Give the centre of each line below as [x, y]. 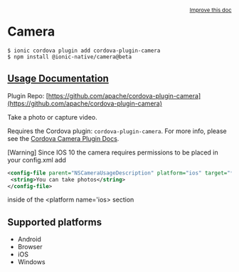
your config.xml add [37, 159]
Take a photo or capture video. [52, 117]
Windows [31, 262]
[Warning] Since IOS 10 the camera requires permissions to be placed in [113, 152]
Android [29, 239]
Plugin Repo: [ [28, 95]
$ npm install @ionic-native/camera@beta [70, 57]
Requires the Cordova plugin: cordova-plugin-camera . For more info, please [117, 131]
